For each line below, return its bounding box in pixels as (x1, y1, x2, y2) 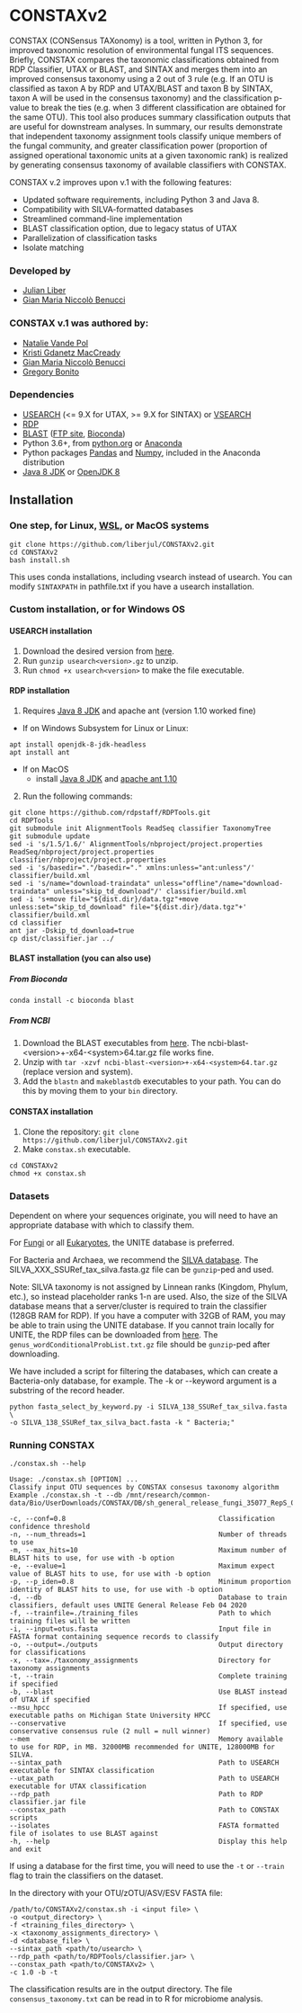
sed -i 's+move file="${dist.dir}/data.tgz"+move (9, 894, 200, 904)
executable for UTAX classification (9, 1782, 147, 1791)
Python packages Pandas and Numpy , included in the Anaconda (22, 447, 261, 458)
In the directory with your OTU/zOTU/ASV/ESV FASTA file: (9, 1888, 223, 1899)
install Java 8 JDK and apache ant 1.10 (35, 773, 178, 783)
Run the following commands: (22, 791, 133, 801)
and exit (9, 1845, 42, 1854)
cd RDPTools (9, 816, 54, 825)
